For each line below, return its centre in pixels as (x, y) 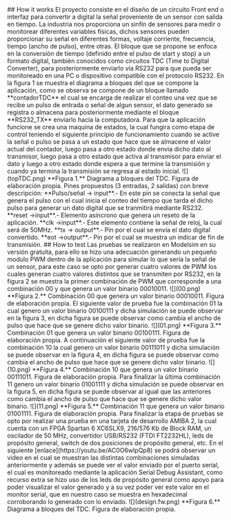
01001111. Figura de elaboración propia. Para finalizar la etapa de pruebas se (115, 414)
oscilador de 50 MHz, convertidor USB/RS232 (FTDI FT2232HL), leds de (110, 436)
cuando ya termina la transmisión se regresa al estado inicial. (94, 171)
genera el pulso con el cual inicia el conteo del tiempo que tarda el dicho (110, 201)
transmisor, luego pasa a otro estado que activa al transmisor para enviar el (114, 156)
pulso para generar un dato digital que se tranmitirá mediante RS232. (105, 208)
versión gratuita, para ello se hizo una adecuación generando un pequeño (112, 252)
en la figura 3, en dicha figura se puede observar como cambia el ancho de (114, 318)
